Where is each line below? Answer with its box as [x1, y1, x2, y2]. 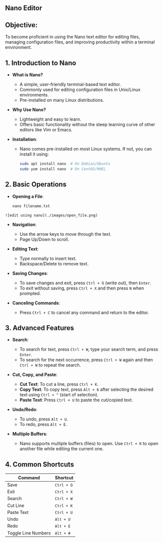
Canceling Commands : [12, 300, 61, 306]
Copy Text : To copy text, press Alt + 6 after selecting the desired [19, 386, 154, 392]
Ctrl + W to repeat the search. [19, 362, 81, 368]
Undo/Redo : [12, 407, 38, 413]
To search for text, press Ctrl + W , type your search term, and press [19, 346, 159, 352]
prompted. [19, 290, 41, 296]
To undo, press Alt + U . [19, 416, 68, 422]
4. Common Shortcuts [5, 460, 74, 468]
